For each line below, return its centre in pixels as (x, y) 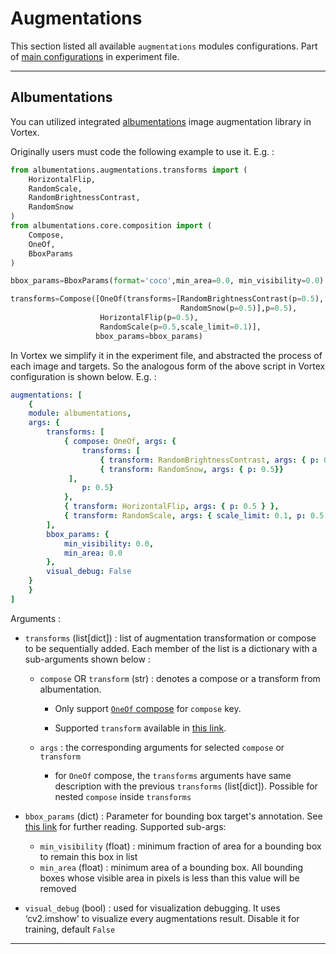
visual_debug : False (89, 572)
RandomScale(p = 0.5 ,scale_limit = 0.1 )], (180, 327)
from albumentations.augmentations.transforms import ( (129, 170)
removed (58, 888)
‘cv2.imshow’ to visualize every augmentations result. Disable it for (162, 918)
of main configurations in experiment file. (95, 56)
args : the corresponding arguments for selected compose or (162, 747)
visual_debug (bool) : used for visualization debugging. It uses (152, 908)
